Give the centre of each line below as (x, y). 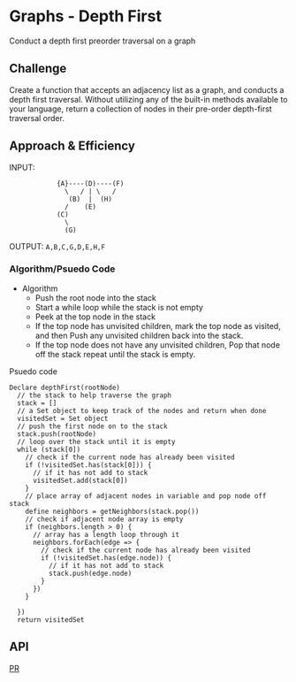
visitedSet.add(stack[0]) (80, 480)
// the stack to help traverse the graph (95, 395)
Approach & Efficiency (72, 146)
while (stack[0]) (49, 449)
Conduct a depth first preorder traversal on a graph (102, 41)
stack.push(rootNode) (57, 434)
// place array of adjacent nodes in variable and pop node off (146, 496)
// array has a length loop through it (106, 534)
